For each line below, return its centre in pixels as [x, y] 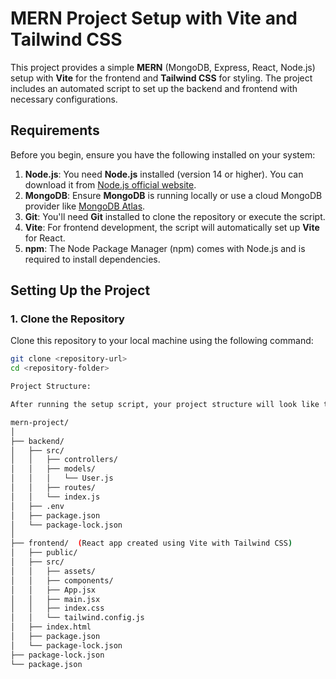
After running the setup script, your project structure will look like [165, 405]
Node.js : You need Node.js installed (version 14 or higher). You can [164, 174]
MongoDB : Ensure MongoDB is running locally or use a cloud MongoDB [173, 195]
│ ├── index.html [51, 627]
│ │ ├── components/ [62, 580]
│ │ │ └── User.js [62, 478]
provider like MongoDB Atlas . [85, 206]
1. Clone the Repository [67, 319]
